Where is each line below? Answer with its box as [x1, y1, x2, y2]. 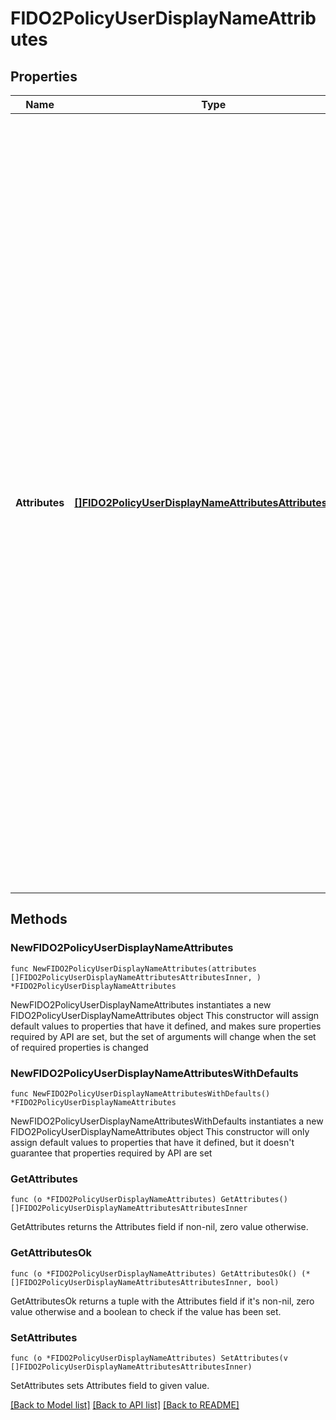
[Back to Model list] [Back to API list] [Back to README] [10, 1398, 240, 1411]
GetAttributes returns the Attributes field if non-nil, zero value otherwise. [10, 1221, 309, 1233]
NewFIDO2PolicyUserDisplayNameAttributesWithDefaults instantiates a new [10, 1115, 324, 1127]
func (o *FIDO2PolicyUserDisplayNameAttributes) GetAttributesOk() [10, 1268, 298, 1279]
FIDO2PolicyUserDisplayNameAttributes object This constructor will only [10, 1125, 310, 1137]
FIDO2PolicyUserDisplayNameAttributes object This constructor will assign [10, 1009, 320, 1021]
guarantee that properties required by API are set [10, 1147, 213, 1159]
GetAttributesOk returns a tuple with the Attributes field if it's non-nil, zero [10, 1295, 315, 1307]
